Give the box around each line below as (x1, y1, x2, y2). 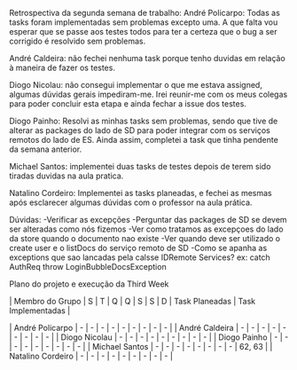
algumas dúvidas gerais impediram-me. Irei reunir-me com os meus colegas (9, 89, 288, 99)
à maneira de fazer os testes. (9, 62, 115, 73)
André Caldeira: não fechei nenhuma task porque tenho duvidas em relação (9, 53, 285, 63)
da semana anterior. (9, 144, 82, 154)
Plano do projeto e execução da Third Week (9, 279, 169, 289)
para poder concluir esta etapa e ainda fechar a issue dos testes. (9, 98, 246, 109)
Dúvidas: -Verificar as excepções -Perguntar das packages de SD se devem (9, 215, 287, 224)
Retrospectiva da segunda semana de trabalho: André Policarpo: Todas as (9, 8, 281, 18)
